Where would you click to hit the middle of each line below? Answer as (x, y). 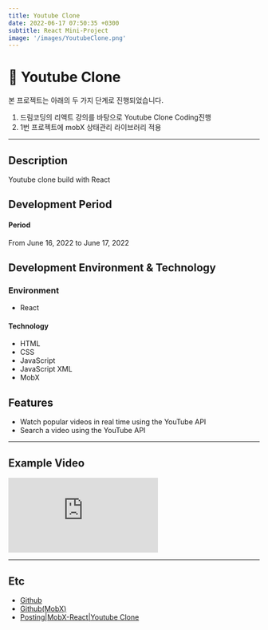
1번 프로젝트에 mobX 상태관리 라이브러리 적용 (91, 128)
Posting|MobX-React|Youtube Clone (79, 617)
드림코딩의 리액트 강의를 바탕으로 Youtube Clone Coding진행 (115, 117)
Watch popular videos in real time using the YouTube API (113, 422)
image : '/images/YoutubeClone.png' (67, 38)
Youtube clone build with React (59, 179)
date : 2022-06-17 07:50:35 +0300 (64, 23)
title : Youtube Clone (44, 16)
